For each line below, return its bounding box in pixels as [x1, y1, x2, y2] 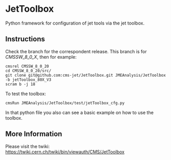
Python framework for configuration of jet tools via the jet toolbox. [5, 20, 145, 26]
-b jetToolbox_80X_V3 [5, 77, 52, 82]
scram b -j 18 [5, 81, 36, 87]
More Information [5, 130, 62, 139]
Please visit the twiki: [5, 143, 50, 149]
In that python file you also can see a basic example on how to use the [5, 109, 154, 116]
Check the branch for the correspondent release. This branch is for [5, 48, 147, 54]
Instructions [5, 35, 45, 43]
